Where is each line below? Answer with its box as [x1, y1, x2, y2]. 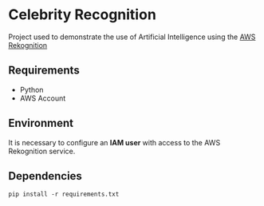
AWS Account [19, 93, 66, 103]
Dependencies [8, 169, 82, 183]
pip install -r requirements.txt [8, 190, 120, 199]
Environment [8, 117, 74, 130]
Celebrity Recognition [8, 6, 157, 24]
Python [19, 85, 44, 94]
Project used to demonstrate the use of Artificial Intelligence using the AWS [8, 32, 256, 42]
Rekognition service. [8, 146, 76, 156]
